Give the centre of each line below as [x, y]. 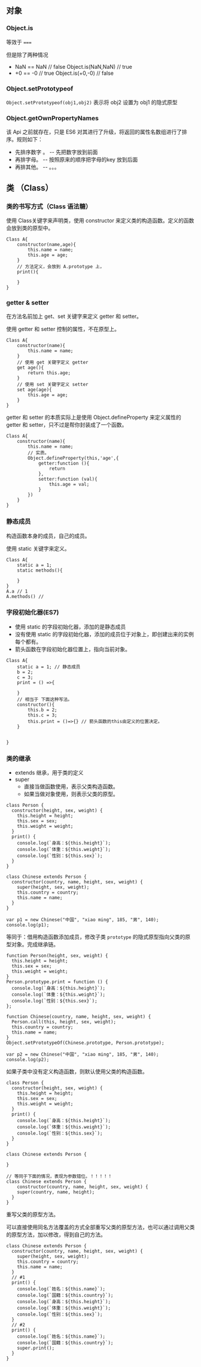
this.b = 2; [43, 710]
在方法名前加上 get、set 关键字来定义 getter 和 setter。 [74, 317]
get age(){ [31, 368]
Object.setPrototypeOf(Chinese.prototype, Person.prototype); [85, 1043]
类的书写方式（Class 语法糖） [49, 206]
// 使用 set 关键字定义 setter [53, 385]
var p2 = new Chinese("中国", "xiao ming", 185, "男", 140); [83, 1055]
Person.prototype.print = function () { [57, 982]
